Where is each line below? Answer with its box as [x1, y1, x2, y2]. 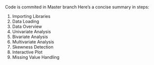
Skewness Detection [12, 44, 54, 50]
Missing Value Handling [12, 54, 60, 60]
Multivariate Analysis [12, 39, 55, 45]
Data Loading [12, 19, 39, 24]
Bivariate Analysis [12, 34, 48, 39]
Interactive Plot [12, 49, 43, 55]
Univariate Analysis [12, 29, 51, 34]
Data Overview [12, 24, 42, 29]
